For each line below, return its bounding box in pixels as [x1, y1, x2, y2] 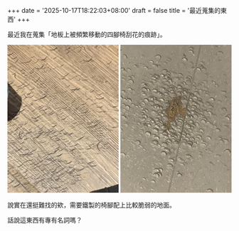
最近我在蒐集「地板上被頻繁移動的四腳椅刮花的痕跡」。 [7, 31, 166, 38]
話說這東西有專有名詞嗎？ [7, 216, 83, 224]
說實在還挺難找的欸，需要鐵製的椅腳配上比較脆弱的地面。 [7, 201, 176, 209]
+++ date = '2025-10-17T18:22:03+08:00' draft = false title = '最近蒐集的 [7, 6, 221, 14]
